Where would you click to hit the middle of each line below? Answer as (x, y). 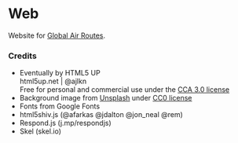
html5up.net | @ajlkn (53, 81)
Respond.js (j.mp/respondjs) (65, 123)
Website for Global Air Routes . (57, 35)
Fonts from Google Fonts (60, 106)
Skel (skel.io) (40, 131)
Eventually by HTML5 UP (60, 73)
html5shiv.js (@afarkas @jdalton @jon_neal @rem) (101, 115)
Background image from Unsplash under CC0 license (106, 98)
